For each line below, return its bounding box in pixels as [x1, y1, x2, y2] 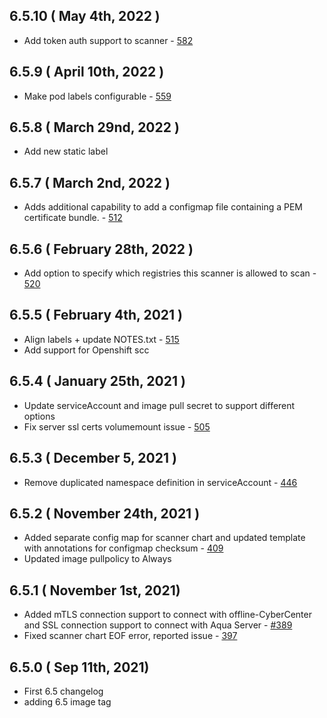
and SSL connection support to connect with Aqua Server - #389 [23, 619, 293, 631]
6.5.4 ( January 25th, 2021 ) [9, 373, 186, 390]
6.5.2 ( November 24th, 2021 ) [9, 505, 201, 522]
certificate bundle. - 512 [23, 212, 123, 224]
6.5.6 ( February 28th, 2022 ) [9, 240, 194, 258]
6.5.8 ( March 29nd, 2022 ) [9, 119, 180, 136]
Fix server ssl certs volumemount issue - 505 [23, 420, 211, 433]
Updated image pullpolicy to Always [23, 553, 172, 565]
